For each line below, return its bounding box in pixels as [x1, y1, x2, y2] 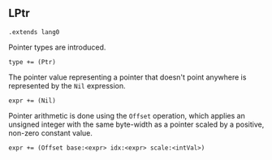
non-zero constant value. [8, 128, 93, 137]
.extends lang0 [8, 28, 60, 36]
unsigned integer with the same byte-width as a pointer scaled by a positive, [8, 119, 265, 129]
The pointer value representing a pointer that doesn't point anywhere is [8, 72, 247, 82]
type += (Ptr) [8, 58, 57, 66]
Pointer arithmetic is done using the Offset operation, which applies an [8, 110, 245, 120]
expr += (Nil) [8, 97, 57, 105]
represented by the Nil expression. [8, 80, 126, 90]
